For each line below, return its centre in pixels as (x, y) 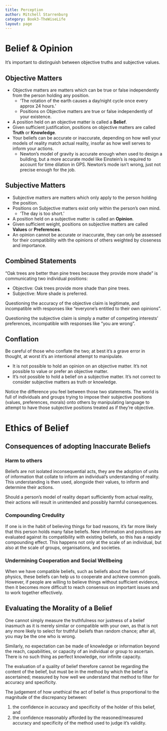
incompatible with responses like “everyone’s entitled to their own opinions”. (83, 308)
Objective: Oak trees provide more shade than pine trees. (71, 288)
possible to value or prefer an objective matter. (60, 371)
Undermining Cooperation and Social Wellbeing (64, 560)
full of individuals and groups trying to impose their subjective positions (79, 397)
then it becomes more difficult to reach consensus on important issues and (82, 587)
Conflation (22, 339)
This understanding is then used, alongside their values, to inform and (77, 482)
